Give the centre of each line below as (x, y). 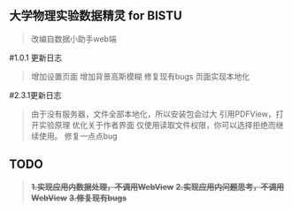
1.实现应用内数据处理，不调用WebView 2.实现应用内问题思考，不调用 (158, 186)
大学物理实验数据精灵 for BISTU (96, 16)
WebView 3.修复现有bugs (78, 198)
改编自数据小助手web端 (73, 39)
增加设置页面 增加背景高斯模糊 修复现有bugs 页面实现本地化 (140, 76)
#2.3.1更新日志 (35, 95)
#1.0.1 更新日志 (36, 57)
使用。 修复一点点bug (78, 136)
